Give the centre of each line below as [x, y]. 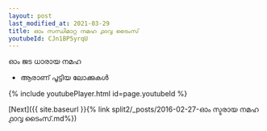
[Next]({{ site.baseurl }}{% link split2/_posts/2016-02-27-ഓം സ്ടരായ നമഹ [134, 109]
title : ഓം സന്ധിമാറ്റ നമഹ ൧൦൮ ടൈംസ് [74, 31]
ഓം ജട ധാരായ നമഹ [45, 61]
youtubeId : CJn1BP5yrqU [48, 38]
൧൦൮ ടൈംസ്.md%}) [43, 119]
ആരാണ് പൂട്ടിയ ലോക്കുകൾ [64, 78]
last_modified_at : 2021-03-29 [59, 23]
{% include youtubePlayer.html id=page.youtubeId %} [98, 94]
